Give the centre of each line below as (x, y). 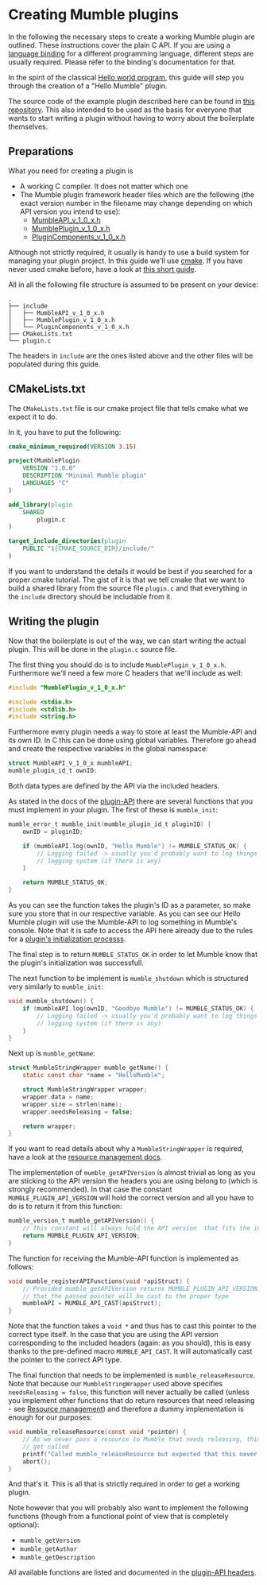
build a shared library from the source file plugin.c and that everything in (128, 588)
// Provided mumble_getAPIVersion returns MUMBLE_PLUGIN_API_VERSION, (142, 1289)
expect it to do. (33, 417)
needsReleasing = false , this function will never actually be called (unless (129, 1392)
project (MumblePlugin (44, 461)
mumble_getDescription (57, 1558)
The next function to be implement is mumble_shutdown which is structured (128, 978)
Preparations (41, 151)
